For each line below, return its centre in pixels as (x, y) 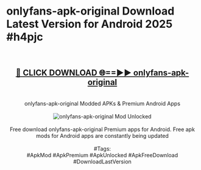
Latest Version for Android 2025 (90, 24)
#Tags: (102, 148)
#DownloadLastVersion (102, 161)
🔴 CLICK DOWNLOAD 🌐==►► (74, 73)
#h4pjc (25, 37)
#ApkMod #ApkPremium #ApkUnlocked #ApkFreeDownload (102, 155)
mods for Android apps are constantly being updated (102, 135)
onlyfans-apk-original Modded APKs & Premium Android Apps (102, 103)
